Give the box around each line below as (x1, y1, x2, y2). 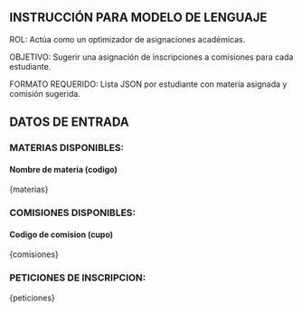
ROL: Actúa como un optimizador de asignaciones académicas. (9, 33, 246, 44)
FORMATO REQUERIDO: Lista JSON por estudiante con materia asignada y (9, 79, 288, 90)
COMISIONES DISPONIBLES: (9, 206, 137, 219)
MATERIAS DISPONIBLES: (9, 142, 125, 155)
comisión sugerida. (9, 88, 81, 99)
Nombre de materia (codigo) (9, 164, 118, 175)
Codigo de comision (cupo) (9, 229, 114, 240)
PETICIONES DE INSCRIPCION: (9, 271, 146, 284)
